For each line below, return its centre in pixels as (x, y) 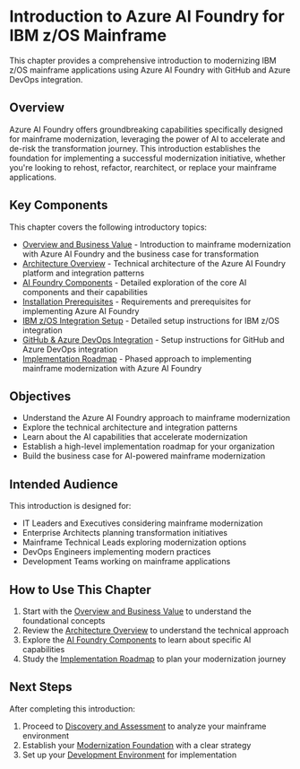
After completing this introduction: (73, 708)
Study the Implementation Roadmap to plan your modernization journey (154, 659)
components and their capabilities (85, 292)
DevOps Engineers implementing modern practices (116, 552)
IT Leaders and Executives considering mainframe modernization (142, 523)
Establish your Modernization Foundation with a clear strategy (137, 745)
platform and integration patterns (83, 273)
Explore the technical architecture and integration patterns (130, 427)
